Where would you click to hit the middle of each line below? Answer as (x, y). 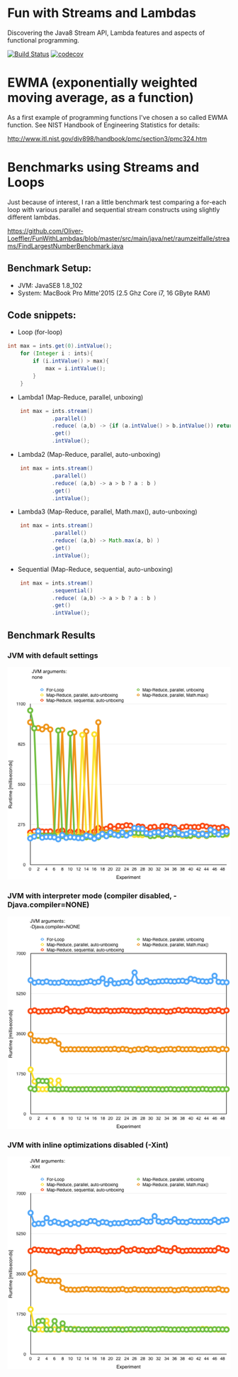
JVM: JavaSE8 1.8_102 (50, 285)
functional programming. (44, 40)
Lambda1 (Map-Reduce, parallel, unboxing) (80, 397)
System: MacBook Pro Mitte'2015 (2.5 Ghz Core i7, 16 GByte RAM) (114, 293)
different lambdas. (34, 217)
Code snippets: (42, 315)
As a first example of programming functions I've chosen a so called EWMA (118, 117)
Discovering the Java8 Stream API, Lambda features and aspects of (106, 33)
